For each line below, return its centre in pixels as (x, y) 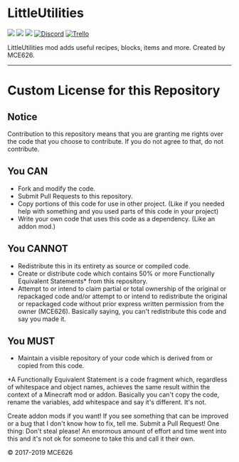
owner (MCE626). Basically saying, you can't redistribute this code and (122, 311)
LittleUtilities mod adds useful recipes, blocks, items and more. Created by (116, 47)
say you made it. (42, 319)
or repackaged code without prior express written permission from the (121, 303)
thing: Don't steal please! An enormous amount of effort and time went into (117, 431)
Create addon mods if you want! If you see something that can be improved (118, 416)
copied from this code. (51, 366)
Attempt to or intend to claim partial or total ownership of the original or (122, 288)
